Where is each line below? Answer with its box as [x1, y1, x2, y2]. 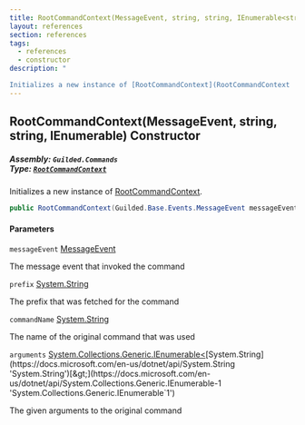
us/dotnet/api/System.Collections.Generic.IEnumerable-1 [9, 378, 222, 389]
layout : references [9, 22, 84, 31]
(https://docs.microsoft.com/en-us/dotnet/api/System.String [9, 359, 236, 370]
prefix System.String [9, 279, 89, 290]
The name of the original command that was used [9, 331, 195, 342]
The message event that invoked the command [9, 261, 185, 272]
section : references [9, 30, 88, 39]
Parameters [9, 223, 54, 234]
